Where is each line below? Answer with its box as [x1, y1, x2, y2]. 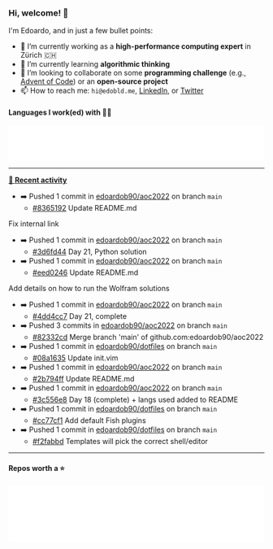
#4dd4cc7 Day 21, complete [32, 312, 128, 321]
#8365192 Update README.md [32, 203, 137, 213]
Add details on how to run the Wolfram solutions [8, 284, 170, 294]
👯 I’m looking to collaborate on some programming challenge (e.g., [19, 68, 246, 78]
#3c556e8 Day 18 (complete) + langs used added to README [32, 394, 238, 405]
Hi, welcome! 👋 [8, 7, 69, 19]
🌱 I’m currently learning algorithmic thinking [19, 59, 171, 69]
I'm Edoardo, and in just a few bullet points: [8, 26, 154, 36]
